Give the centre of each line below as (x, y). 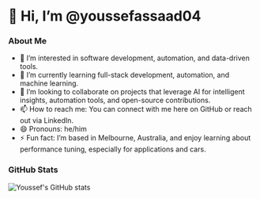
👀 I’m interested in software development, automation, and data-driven (135, 58)
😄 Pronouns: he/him (53, 129)
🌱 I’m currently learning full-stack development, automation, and (124, 75)
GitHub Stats (33, 170)
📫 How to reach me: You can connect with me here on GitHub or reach (136, 109)
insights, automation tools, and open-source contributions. (115, 100)
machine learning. (49, 83)
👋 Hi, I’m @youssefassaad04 (105, 16)
